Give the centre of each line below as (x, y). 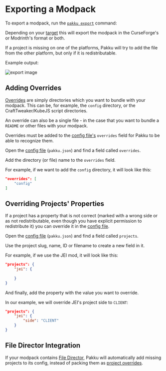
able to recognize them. (29, 140)
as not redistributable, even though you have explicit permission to (74, 221)
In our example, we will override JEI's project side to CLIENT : (67, 302)
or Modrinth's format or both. (35, 38)
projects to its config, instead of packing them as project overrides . (74, 363)
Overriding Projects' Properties (55, 203)
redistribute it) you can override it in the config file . (57, 226)
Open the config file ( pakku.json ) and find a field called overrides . (73, 150)
